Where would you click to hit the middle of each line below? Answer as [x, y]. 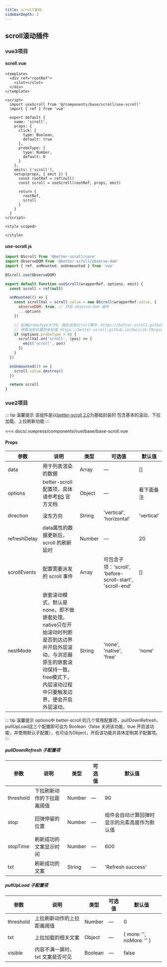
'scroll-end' [118, 586]
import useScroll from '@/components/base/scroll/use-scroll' [75, 105]
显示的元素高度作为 [127, 822]
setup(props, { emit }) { [41, 174]
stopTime [19, 846]
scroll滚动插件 [27, 36]
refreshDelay [23, 538]
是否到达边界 [58, 639]
